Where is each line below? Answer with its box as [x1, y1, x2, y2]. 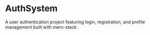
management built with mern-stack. [5, 24, 78, 30]
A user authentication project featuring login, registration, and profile [5, 19, 145, 25]
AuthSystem [5, 3, 58, 14]
